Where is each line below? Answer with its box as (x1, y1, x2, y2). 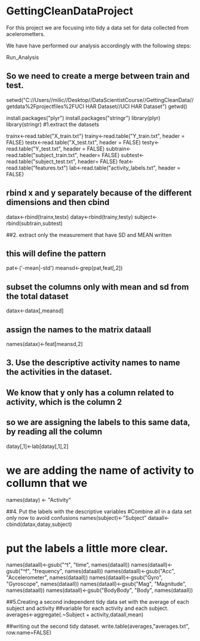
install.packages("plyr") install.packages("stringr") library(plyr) (6, 114, 161, 121)
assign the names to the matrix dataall (6, 324, 151, 335)
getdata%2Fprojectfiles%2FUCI (6, 103, 85, 110)
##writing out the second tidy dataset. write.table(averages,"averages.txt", (6, 622, 190, 630)
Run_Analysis (6, 53, 39, 61)
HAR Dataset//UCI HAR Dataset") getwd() (85, 103, 188, 110)
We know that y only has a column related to (6, 387, 174, 398)
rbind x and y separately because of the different (6, 188, 192, 198)
